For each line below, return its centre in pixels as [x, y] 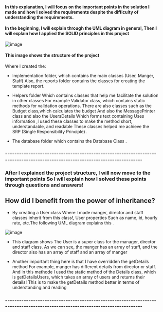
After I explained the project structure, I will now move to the [78, 173]
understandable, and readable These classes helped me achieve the [81, 126]
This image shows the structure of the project [52, 55]
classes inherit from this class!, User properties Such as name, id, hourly [85, 218]
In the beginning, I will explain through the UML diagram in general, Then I [81, 28]
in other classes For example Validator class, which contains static [78, 101]
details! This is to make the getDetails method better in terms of [76, 282]
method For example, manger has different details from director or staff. [84, 266]
